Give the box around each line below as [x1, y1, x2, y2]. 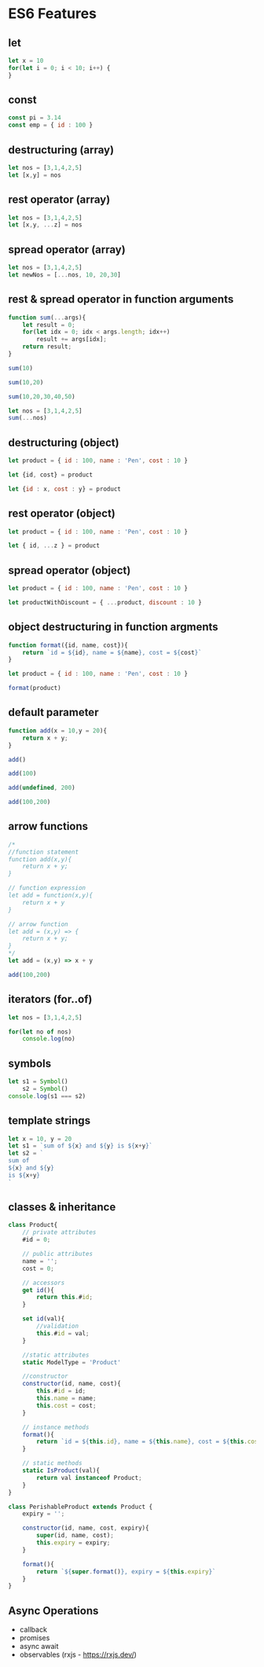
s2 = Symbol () [22, 1085, 68, 1092]
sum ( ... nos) [8, 414, 47, 422]
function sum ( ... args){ [8, 314, 86, 321]
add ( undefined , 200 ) [8, 784, 76, 792]
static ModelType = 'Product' [22, 1358, 122, 1366]
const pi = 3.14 [8, 114, 61, 122]
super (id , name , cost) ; [36, 1532, 114, 1540]
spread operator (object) [8, 564, 131, 577]
